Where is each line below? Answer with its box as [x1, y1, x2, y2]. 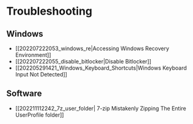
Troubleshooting [6, 4, 93, 18]
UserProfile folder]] [15, 111, 64, 119]
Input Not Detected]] [15, 71, 67, 78]
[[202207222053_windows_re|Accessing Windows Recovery [15, 45, 170, 52]
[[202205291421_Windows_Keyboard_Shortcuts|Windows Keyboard [15, 64, 188, 71]
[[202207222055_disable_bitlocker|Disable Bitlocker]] [15, 58, 151, 65]
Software [6, 89, 42, 99]
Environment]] [15, 51, 51, 59]
